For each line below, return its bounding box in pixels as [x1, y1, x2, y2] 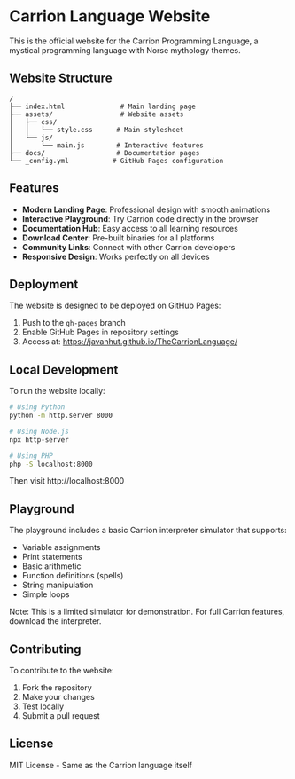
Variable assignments [21, 542, 101, 553]
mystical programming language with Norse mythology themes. [9, 44, 241, 55]
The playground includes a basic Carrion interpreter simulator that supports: [9, 525, 287, 536]
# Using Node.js [9, 427, 69, 436]
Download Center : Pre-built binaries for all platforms [21, 232, 215, 243]
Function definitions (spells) [21, 570, 124, 581]
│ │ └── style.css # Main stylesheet [9, 125, 184, 134]
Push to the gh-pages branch [21, 318, 126, 328]
